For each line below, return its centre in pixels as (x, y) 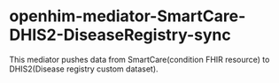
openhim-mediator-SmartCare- (128, 16)
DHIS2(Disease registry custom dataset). (84, 69)
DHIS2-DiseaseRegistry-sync (120, 35)
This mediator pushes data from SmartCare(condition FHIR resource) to (139, 59)
